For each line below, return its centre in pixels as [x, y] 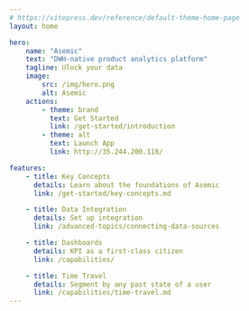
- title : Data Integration [76, 210]
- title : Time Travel [66, 276]
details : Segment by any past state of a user [122, 284]
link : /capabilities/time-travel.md [102, 293]
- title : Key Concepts [68, 176]
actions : [42, 101]
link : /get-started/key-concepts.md [102, 193]
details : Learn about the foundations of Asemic [126, 185]
